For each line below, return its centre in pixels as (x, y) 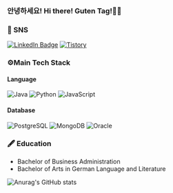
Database (21, 110)
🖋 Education (29, 144)
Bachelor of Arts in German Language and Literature (91, 169)
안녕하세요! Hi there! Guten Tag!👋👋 (64, 10)
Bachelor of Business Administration (69, 161)
